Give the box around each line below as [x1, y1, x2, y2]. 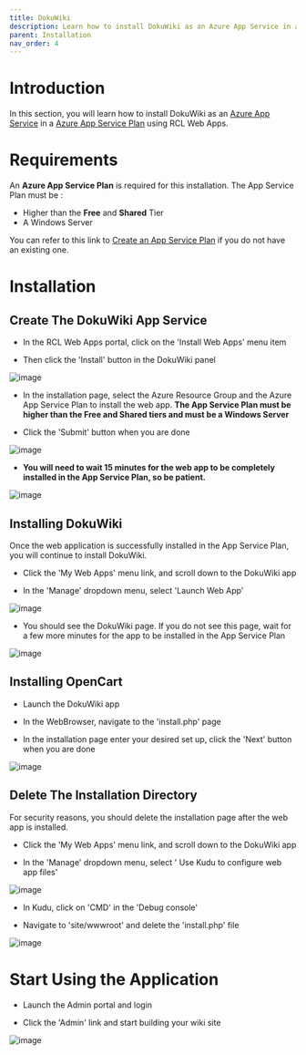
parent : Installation [9, 30, 92, 39]
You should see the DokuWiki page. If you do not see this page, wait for [22, 620, 291, 631]
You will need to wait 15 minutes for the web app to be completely [22, 462, 276, 473]
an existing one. [9, 244, 69, 255]
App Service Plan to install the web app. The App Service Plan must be [22, 399, 291, 410]
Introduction [9, 78, 106, 98]
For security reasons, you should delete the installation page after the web [9, 812, 289, 822]
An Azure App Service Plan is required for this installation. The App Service [9, 180, 294, 191]
